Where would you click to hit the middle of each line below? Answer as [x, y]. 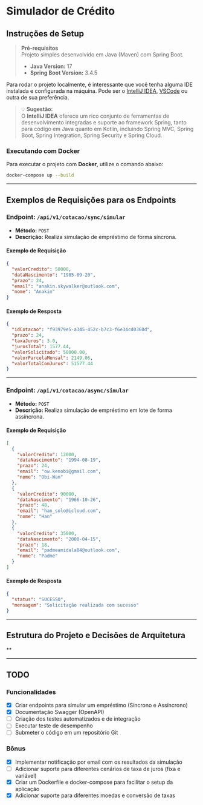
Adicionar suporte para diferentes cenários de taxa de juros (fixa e [98, 769]
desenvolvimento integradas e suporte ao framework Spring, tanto [104, 122]
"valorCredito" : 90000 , [47, 494]
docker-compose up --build [40, 175]
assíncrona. [29, 416]
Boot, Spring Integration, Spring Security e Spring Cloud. [92, 135]
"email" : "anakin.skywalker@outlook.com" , [66, 286]
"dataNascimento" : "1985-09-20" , [54, 275]
